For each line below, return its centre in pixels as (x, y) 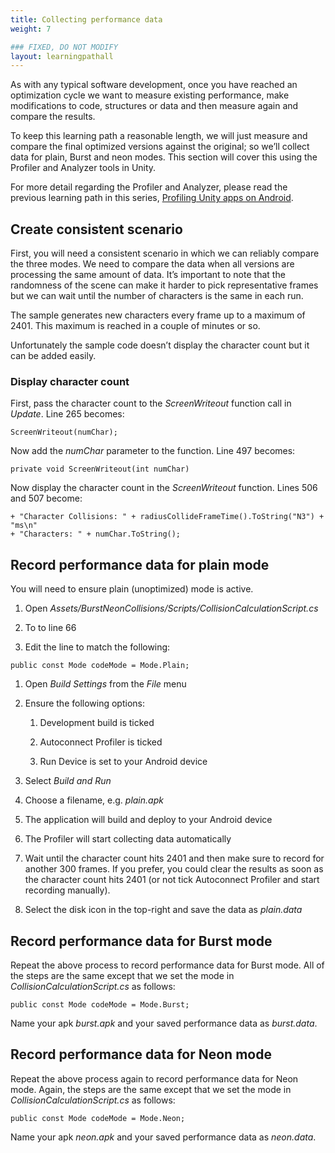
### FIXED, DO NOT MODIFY (64, 47)
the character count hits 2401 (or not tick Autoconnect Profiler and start (172, 880)
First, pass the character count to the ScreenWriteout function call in (151, 403)
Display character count (70, 381)
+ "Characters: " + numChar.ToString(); (96, 534)
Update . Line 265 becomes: (67, 414)
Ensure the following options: (85, 703)
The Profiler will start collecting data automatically (128, 839)
